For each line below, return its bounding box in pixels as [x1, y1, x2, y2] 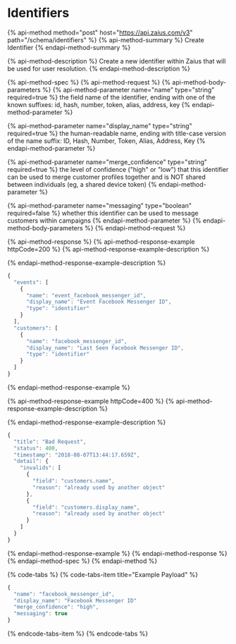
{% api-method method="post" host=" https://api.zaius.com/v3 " [7, 28, 193, 37]
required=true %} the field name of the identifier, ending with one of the [7, 93, 216, 101]
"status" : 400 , [13, 445, 58, 452]
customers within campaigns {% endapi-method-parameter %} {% [7, 216, 202, 225]
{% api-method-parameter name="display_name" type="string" [7, 121, 192, 130]
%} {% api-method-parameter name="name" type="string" [42, 85, 215, 94]
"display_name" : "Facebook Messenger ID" [13, 597, 137, 604]
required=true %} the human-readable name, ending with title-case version [7, 129, 227, 137]
